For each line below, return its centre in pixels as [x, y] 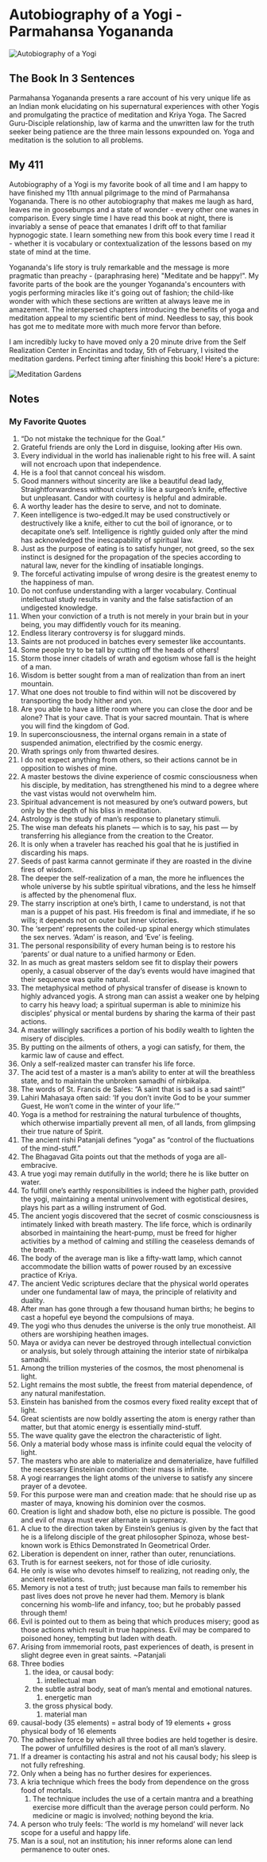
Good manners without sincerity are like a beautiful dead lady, [122, 481]
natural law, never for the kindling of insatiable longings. [112, 565]
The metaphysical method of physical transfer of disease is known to [133, 988]
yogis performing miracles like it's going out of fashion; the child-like [121, 293]
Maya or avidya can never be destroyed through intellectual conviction [136, 1343]
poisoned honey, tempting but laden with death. [99, 1639]
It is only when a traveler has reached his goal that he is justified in [130, 844]
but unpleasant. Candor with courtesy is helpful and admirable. [124, 498]
